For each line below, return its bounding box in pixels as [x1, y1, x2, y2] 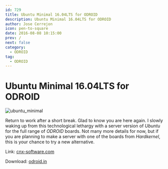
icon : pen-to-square [5, 26, 49, 31]
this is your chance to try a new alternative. [5, 139, 95, 145]
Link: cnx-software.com [5, 149, 54, 155]
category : [5, 45, 26, 50]
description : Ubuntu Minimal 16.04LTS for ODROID [5, 17, 112, 22]
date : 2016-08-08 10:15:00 [5, 31, 62, 36]
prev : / [5, 36, 22, 41]
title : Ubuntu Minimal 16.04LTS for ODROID [5, 12, 98, 17]
